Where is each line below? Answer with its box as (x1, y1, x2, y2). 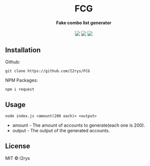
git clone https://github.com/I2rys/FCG (5, 69, 91, 74)
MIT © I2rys (5, 155, 30, 161)
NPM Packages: (5, 78, 38, 83)
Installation (5, 46, 41, 54)
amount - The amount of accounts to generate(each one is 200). (12, 122, 146, 128)
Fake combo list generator (56, 19, 112, 25)
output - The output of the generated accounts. (12, 128, 110, 134)
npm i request (5, 87, 35, 92)
